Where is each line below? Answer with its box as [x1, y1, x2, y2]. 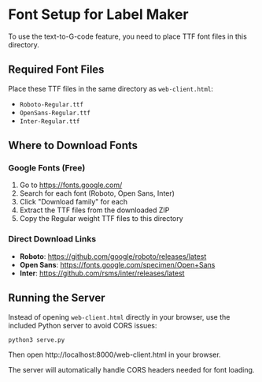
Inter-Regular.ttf [19, 117, 80, 125]
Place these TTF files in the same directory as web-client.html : [8, 84, 214, 93]
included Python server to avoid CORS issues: [8, 320, 157, 330]
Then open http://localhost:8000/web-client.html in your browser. [8, 350, 222, 360]
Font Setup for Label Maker [8, 6, 189, 24]
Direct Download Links [8, 234, 97, 245]
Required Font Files [8, 63, 105, 77]
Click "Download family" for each [19, 197, 128, 207]
